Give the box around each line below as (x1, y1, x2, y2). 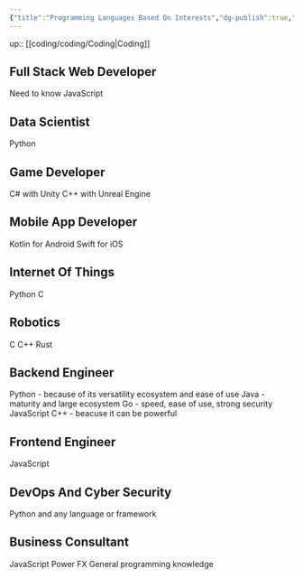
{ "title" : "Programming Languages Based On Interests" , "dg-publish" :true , (9, 13, 293, 23)
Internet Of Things (9, 265, 115, 280)
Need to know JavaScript (9, 88, 104, 99)
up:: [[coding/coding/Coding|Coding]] (9, 38, 151, 49)
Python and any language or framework (9, 508, 157, 519)
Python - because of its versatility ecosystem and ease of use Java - (9, 389, 265, 400)
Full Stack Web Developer (9, 64, 157, 79)
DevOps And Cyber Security (9, 484, 172, 499)
